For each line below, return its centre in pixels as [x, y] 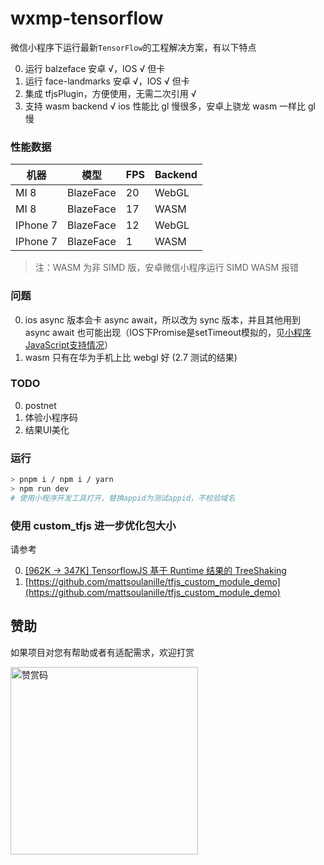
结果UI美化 [47, 429]
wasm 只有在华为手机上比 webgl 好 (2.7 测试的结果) [131, 357]
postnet [40, 405]
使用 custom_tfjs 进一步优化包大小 [93, 525]
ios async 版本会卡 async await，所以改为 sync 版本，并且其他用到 [163, 319]
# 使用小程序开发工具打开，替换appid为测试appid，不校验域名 [123, 498]
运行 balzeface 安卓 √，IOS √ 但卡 [95, 68]
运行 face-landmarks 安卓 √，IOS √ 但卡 [107, 81]
